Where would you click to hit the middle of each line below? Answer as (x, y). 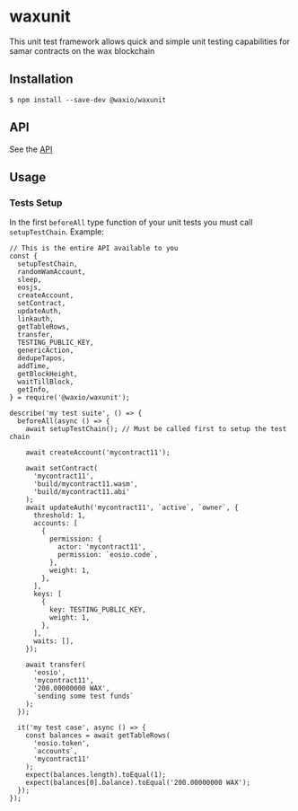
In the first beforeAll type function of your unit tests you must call (131, 223)
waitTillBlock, (46, 382)
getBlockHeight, (48, 375)
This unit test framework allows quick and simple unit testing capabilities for (149, 41)
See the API (31, 149)
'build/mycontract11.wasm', (86, 484)
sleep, (30, 280)
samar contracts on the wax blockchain (82, 50)
